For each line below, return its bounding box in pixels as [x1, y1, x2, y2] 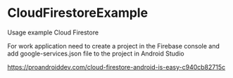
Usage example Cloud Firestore [7, 28, 99, 37]
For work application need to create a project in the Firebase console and [7, 41, 220, 50]
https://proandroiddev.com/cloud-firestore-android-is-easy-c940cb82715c [7, 63, 226, 71]
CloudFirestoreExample [7, 5, 149, 21]
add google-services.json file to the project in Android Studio [7, 49, 184, 58]
